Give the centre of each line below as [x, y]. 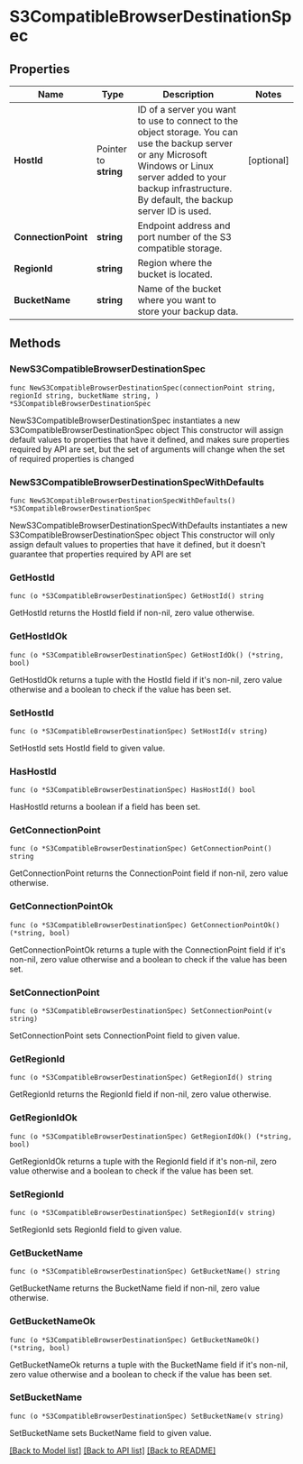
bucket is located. [175, 274]
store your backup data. [188, 311]
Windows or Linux [176, 166]
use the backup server [185, 143]
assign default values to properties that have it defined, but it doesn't [138, 544]
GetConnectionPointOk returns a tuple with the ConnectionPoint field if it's [147, 950]
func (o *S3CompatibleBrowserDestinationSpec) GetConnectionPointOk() [145, 925]
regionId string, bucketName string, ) [84, 396]
